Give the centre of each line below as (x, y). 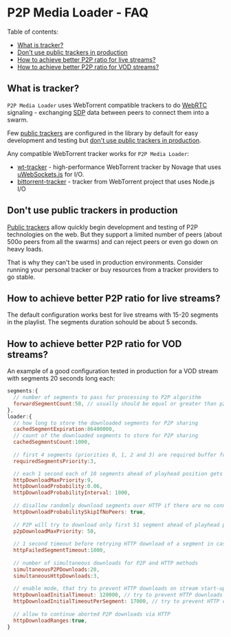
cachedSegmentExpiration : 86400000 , (64, 429)
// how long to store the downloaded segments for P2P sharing (106, 423)
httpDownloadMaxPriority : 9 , (54, 480)
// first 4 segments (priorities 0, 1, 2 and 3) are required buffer (115, 455)
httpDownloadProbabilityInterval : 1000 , (72, 493)
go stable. (21, 277)
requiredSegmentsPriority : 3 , (55, 461)
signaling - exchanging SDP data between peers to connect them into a (108, 112)
